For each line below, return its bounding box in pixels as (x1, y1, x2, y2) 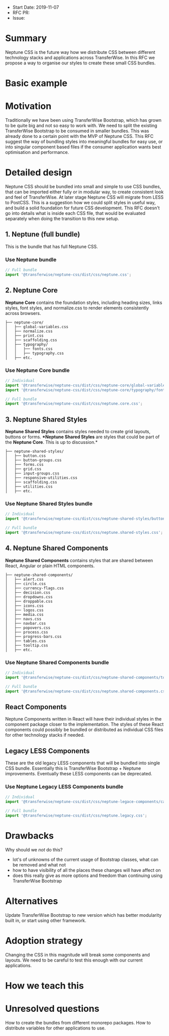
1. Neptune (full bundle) (5, 230, 80, 238)
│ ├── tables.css (5, 639, 46, 644)
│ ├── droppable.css (5, 599, 53, 604)
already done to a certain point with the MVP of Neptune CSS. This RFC (5, 133, 154, 139)
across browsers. (5, 310, 41, 316)
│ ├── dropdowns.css (5, 594, 53, 599)
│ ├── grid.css (5, 466, 42, 472)
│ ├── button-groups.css (5, 458, 62, 463)
